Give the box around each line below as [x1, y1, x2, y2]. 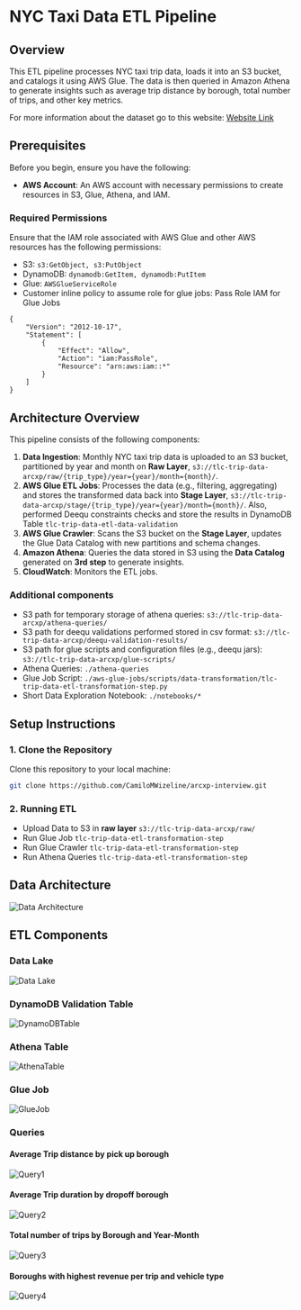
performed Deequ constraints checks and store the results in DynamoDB [22, 509, 292, 519]
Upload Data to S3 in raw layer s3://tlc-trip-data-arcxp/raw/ [22, 823, 256, 834]
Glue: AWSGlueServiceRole [22, 278, 117, 289]
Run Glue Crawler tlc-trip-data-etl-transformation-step [22, 842, 239, 853]
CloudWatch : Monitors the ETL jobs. [22, 565, 159, 577]
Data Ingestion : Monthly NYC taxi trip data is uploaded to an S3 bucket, [22, 451, 288, 462]
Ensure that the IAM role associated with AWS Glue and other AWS [9, 232, 256, 243]
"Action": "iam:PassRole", [57, 354, 159, 364]
